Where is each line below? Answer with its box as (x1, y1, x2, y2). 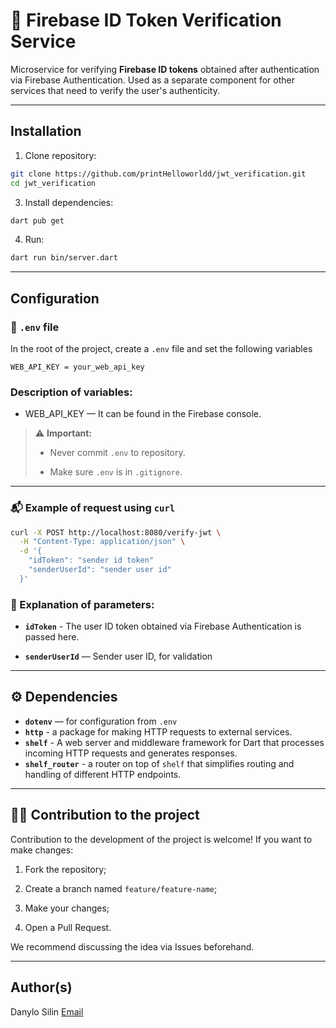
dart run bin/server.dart (10, 253, 118, 263)
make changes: (10, 844, 74, 856)
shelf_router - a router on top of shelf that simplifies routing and (24, 757, 295, 769)
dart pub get (10, 215, 65, 226)
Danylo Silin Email (10, 1005, 84, 1018)
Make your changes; (24, 902, 110, 914)
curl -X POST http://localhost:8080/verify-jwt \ (10, 527, 222, 538)
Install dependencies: (24, 196, 114, 208)
